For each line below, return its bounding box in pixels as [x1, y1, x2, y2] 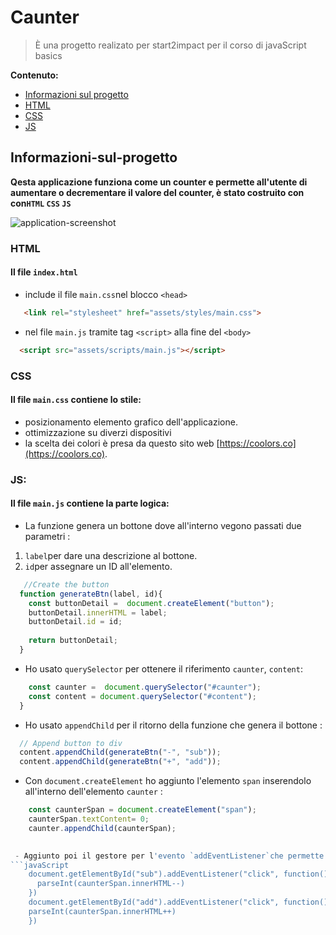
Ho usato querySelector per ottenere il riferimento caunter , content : [24, 662, 303, 675]
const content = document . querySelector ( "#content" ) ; [28, 691, 257, 701]
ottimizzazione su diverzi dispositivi [24, 426, 172, 438]
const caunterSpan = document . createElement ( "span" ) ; [28, 805, 257, 815]
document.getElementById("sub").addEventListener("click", [28, 869, 280, 880]
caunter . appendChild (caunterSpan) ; [28, 823, 177, 833]
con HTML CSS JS [10, 197, 72, 209]
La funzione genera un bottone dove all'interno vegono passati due [24, 519, 302, 531]
